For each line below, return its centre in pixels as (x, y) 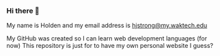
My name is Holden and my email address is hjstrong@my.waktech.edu (107, 26)
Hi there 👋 (23, 11)
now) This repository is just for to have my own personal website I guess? (110, 46)
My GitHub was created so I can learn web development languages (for (107, 38)
